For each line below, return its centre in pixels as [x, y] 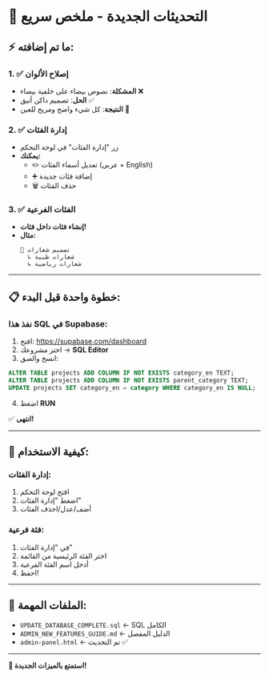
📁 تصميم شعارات [45, 250]
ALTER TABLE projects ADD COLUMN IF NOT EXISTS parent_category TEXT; [128, 381]
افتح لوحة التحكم [44, 492]
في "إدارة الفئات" [46, 547]
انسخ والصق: [39, 359]
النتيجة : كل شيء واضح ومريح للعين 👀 [75, 109]
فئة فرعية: [26, 530]
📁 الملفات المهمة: [48, 606]
